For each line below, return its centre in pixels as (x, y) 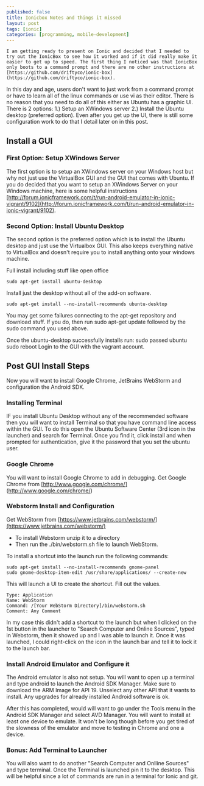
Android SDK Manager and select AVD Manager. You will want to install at (98, 715)
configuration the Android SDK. (46, 387)
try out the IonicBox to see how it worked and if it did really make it (102, 57)
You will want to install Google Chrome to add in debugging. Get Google (97, 477)
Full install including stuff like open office (58, 271)
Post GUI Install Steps (48, 366)
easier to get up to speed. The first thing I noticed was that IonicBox (102, 62)
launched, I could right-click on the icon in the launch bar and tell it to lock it (101, 642)
